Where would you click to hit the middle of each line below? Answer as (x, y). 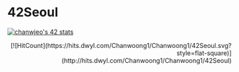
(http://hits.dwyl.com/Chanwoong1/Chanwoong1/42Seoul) (147, 60)
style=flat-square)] (204, 53)
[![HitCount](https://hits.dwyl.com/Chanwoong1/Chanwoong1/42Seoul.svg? (121, 45)
